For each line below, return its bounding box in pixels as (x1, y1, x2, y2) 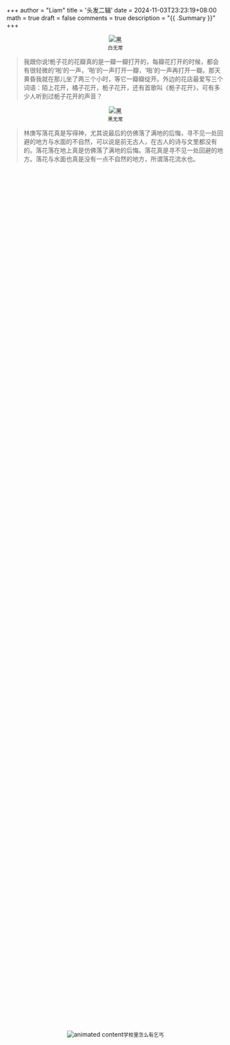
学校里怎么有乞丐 (123, 1031, 164, 1038)
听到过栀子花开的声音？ (35, 92, 103, 100)
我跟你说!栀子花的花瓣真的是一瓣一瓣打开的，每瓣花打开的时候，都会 (23, 57, 219, 66)
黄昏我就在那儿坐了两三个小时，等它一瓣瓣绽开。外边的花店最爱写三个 (23, 75, 224, 83)
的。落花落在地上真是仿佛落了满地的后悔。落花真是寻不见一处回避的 (23, 146, 218, 154)
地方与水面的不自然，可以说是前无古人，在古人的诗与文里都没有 (35, 138, 218, 145)
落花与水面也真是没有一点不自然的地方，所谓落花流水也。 (35, 155, 200, 163)
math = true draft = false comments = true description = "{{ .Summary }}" (6, 14, 215, 22)
